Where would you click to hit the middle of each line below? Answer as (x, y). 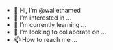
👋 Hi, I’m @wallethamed (47, 10)
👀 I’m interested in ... (42, 18)
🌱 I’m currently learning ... (50, 25)
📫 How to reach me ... (45, 40)
